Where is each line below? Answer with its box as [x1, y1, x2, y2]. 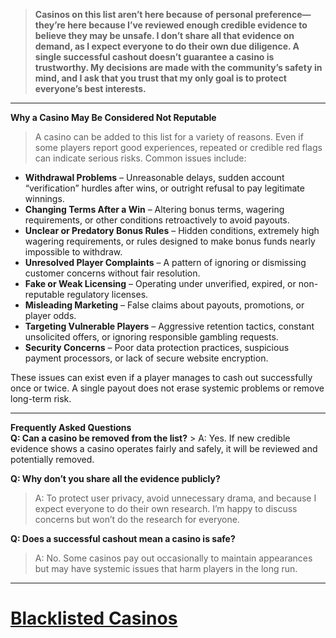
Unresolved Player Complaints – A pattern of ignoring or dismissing [24, 257, 307, 268]
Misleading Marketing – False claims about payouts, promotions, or [24, 299, 305, 311]
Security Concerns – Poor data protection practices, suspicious [24, 342, 290, 353]
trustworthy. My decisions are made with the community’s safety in [34, 62, 323, 73]
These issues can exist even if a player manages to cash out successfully [10, 372, 313, 383]
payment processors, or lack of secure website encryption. [24, 352, 269, 364]
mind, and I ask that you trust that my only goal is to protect [34, 72, 287, 84]
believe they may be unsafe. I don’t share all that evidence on [34, 30, 295, 41]
